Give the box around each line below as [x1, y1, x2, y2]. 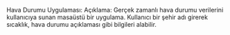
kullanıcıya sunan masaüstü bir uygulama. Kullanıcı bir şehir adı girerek [6, 13, 209, 21]
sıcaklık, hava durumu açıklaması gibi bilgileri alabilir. [6, 21, 157, 28]
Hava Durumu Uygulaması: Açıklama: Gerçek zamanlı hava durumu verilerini [6, 6, 224, 14]
